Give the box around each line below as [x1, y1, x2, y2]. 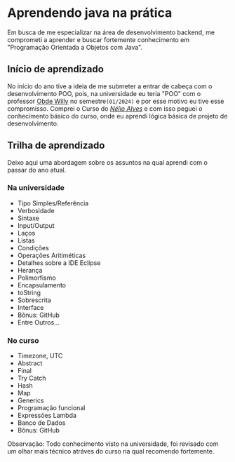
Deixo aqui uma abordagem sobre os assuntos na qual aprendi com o [7, 158, 208, 166]
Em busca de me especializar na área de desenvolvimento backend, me [7, 28, 215, 36]
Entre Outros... [17, 318, 60, 327]
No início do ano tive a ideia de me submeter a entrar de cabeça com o [7, 82, 213, 90]
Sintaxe [17, 214, 40, 222]
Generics [17, 396, 44, 405]
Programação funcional [17, 404, 86, 412]
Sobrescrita [17, 296, 51, 304]
